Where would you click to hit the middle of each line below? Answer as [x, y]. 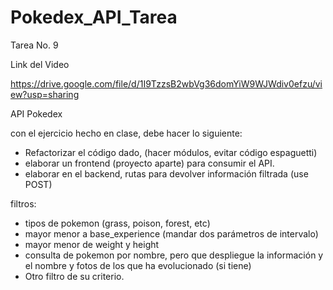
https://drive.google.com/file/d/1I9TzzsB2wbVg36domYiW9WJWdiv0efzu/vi [166, 83]
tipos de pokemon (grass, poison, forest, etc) [117, 223]
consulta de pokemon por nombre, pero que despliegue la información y [174, 255]
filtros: [23, 203]
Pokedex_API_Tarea [94, 17]
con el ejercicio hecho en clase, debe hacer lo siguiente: [126, 133]
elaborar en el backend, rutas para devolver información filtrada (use [166, 173]
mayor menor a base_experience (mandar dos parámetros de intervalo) [171, 233]
